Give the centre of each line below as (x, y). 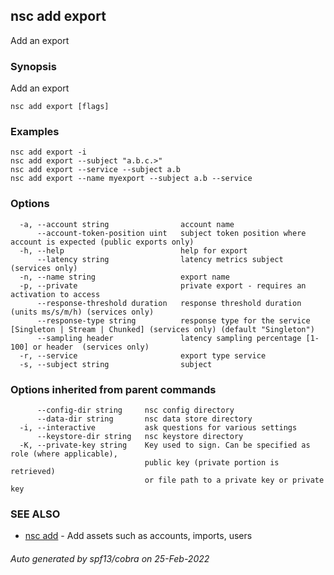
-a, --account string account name (127, 224)
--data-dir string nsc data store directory (144, 419)
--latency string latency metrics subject (160, 259)
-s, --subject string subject (116, 364)
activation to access (55, 294)
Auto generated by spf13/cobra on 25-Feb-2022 (110, 558)
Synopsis (33, 66)
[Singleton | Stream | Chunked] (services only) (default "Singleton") (162, 329)
